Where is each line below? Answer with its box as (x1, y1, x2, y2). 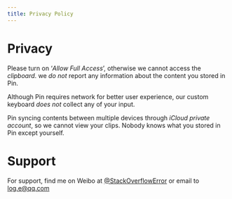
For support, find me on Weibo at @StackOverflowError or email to (7, 176, 200, 185)
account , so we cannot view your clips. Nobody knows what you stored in (7, 121, 221, 129)
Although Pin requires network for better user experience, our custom (7, 92, 209, 101)
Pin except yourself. (7, 128, 64, 137)
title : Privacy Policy (7, 10, 74, 18)
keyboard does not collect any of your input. (7, 100, 135, 108)
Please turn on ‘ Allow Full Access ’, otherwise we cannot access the (7, 64, 201, 72)
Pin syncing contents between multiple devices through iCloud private (7, 113, 210, 122)
